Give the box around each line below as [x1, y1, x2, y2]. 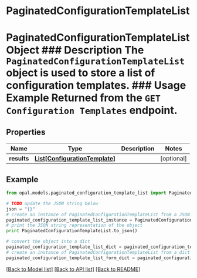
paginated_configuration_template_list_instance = [6, 217, 133, 223]
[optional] [160, 155, 188, 163]
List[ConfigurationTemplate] [34, 155, 116, 163]
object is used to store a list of [6, 66, 155, 80]
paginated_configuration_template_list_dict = [6, 244, 122, 250]
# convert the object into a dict [6, 239, 91, 244]
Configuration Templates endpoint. [6, 104, 178, 117]
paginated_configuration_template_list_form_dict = [6, 254, 135, 261]
